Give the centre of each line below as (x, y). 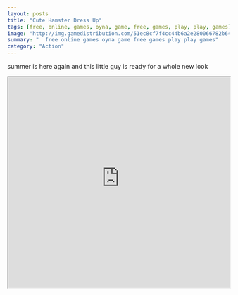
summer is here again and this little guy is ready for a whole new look (108, 66)
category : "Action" (36, 46)
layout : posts (28, 14)
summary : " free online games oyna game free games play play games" (113, 40)
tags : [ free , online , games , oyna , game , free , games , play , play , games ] (119, 27)
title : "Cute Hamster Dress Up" (55, 20)
